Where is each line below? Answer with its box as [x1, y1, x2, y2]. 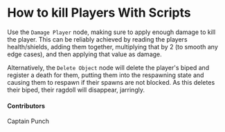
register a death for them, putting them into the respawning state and [7, 71, 204, 79]
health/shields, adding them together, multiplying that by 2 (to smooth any [7, 42, 218, 51]
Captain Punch [7, 117, 50, 126]
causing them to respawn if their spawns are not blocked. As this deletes [7, 78, 215, 86]
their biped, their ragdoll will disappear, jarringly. [7, 85, 145, 94]
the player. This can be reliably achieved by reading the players [7, 35, 188, 43]
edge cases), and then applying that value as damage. [7, 50, 163, 58]
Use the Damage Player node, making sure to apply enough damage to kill [7, 28, 216, 36]
